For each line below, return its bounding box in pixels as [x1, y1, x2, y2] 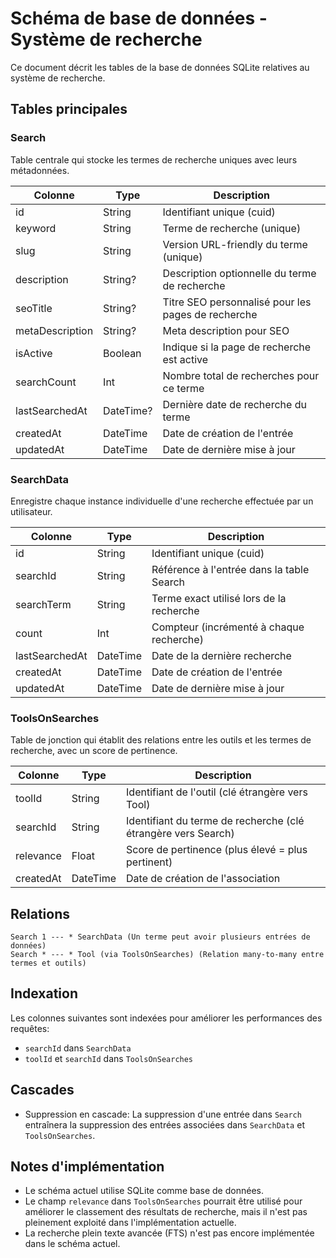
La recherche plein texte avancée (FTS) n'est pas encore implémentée [24, 1227, 315, 1239]
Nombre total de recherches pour [162, 368, 320, 382]
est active [162, 352, 209, 366]
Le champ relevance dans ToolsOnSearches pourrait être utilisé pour [24, 1195, 303, 1207]
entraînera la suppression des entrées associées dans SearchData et [24, 1118, 305, 1131]
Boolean [103, 346, 142, 360]
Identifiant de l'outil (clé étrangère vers [126, 785, 308, 799]
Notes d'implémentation [10, 1158, 165, 1176]
